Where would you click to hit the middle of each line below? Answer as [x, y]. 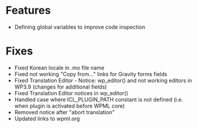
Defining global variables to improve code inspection [80, 27]
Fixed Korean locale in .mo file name [59, 68]
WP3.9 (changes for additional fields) [60, 87]
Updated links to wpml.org [47, 118]
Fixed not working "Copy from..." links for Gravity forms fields [91, 74]
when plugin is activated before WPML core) [70, 106]
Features [28, 10]
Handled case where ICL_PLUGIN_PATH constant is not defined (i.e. [99, 99]
